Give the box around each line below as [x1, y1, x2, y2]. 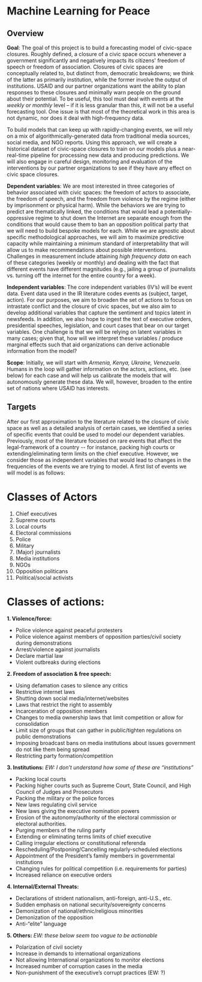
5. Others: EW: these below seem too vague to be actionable [7, 931, 158, 939]
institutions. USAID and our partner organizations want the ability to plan [7, 82, 185, 90]
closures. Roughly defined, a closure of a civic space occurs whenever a [7, 51, 186, 58]
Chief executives [15, 510, 58, 517]
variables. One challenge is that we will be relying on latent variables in [7, 328, 182, 335]
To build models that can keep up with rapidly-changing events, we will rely [7, 126, 193, 133]
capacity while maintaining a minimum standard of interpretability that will [7, 240, 189, 247]
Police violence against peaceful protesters [15, 627, 123, 634]
